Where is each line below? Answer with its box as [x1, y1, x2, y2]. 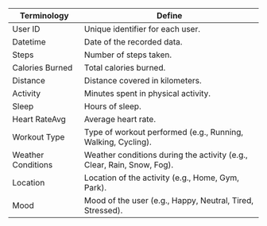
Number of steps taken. [83, 49, 172, 60]
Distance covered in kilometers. [83, 75, 203, 86]
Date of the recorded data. [83, 36, 183, 47]
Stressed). [83, 205, 123, 216]
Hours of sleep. [83, 101, 141, 112]
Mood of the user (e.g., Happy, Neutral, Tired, [83, 195, 254, 205]
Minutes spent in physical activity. [83, 88, 211, 98]
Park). [83, 182, 107, 193]
